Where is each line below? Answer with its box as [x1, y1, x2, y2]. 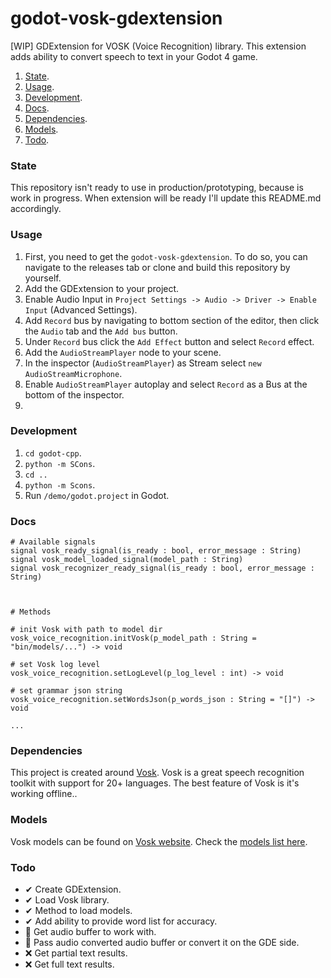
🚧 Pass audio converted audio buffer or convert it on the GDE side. [24, 937, 300, 949]
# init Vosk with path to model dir [10, 625, 163, 635]
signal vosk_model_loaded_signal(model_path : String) [10, 555, 244, 565]
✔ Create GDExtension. [24, 883, 122, 896]
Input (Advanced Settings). [24, 303, 138, 316]
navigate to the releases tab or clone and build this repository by [24, 261, 291, 273]
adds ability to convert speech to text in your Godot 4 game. [10, 50, 258, 62]
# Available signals [10, 537, 97, 547]
